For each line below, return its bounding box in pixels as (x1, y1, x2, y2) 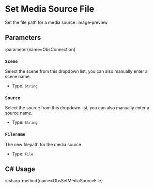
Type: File (12, 151, 34, 156)
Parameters (5, 34, 41, 42)
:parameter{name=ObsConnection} (5, 46, 76, 52)
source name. (5, 110, 32, 116)
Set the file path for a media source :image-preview (5, 19, 108, 25)
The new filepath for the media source (5, 141, 81, 147)
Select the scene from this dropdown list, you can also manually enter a (5, 68, 148, 74)
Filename (5, 132, 26, 137)
